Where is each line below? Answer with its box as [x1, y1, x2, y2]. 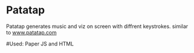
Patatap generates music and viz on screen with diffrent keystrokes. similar [6, 23, 188, 30]
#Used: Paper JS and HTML [6, 40, 74, 47]
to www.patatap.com [6, 29, 57, 36]
